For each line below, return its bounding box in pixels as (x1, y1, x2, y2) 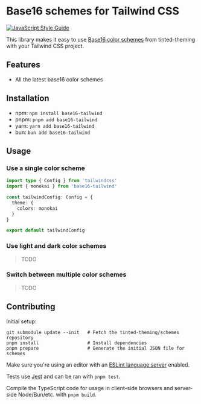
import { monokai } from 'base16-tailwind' (6, 183, 118, 189)
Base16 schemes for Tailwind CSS (6, 4, 180, 18)
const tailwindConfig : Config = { (6, 194, 94, 200)
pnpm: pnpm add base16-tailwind (14, 116, 98, 123)
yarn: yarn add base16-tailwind (14, 122, 95, 129)
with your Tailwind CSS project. (6, 42, 85, 49)
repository (6, 335, 34, 341)
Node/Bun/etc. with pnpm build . (18, 391, 97, 398)
